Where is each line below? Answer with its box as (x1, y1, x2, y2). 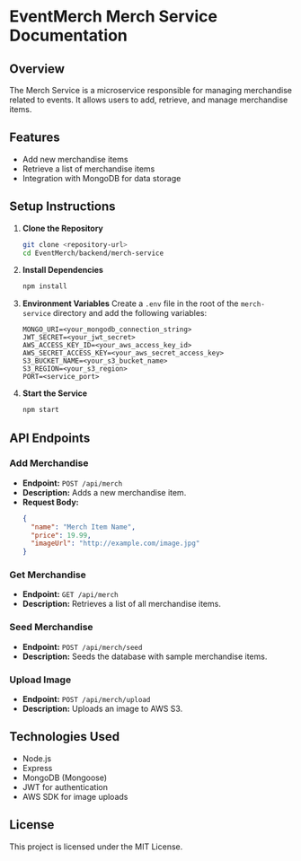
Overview (9, 61, 66, 76)
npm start (22, 406, 60, 415)
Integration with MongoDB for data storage (22, 172, 181, 183)
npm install (22, 282, 67, 291)
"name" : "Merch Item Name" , (31, 523, 137, 532)
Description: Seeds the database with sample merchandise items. (22, 651, 268, 662)
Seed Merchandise (9, 621, 93, 634)
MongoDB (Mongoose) (22, 772, 108, 783)
